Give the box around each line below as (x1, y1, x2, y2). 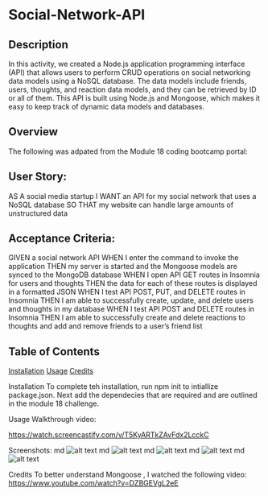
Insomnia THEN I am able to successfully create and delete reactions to (8, 312, 245, 323)
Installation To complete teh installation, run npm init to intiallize (8, 382, 219, 391)
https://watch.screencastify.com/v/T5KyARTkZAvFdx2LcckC (8, 430, 209, 440)
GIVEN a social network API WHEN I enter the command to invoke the (8, 253, 239, 262)
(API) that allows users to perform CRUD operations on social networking (8, 68, 251, 77)
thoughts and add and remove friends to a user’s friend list (8, 321, 203, 331)
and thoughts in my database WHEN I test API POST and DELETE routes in (8, 304, 255, 314)
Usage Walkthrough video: (8, 415, 97, 424)
